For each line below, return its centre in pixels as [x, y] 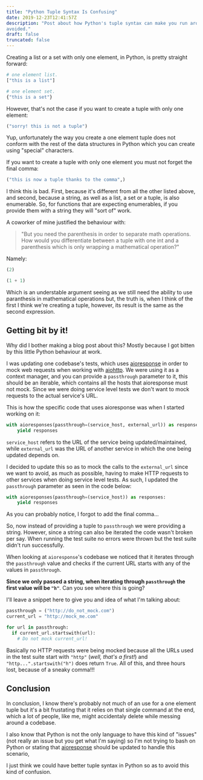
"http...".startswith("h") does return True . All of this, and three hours [96, 663]
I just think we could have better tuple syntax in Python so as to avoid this [98, 765]
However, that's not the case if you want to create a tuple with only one [95, 108]
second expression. [31, 312]
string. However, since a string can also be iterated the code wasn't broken [100, 532]
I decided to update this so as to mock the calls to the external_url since [97, 466]
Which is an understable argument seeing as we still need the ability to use [99, 292]
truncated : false [28, 40]
